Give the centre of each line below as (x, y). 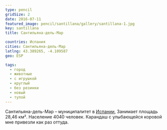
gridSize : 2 (17, 14)
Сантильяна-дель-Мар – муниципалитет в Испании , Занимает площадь (82, 111)
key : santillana (22, 28)
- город (18, 69)
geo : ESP (14, 56)
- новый (18, 93)
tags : (11, 65)
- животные (21, 74)
